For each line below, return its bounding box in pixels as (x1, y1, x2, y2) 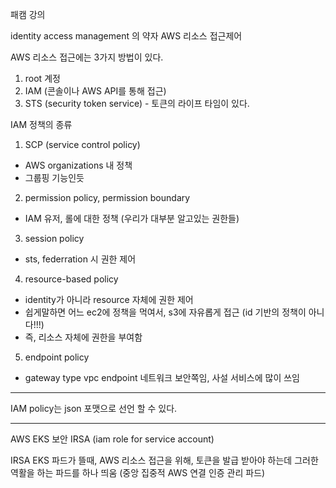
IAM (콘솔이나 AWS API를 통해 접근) (24, 85, 167, 97)
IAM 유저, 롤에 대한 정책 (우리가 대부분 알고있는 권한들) (24, 213, 240, 224)
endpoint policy (24, 351, 90, 363)
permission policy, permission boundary (24, 192, 191, 203)
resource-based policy (24, 273, 119, 285)
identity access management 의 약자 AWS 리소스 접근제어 (10, 30, 243, 42)
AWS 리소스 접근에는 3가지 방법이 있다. (10, 51, 164, 63)
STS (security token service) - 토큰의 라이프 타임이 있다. (24, 98, 250, 109)
